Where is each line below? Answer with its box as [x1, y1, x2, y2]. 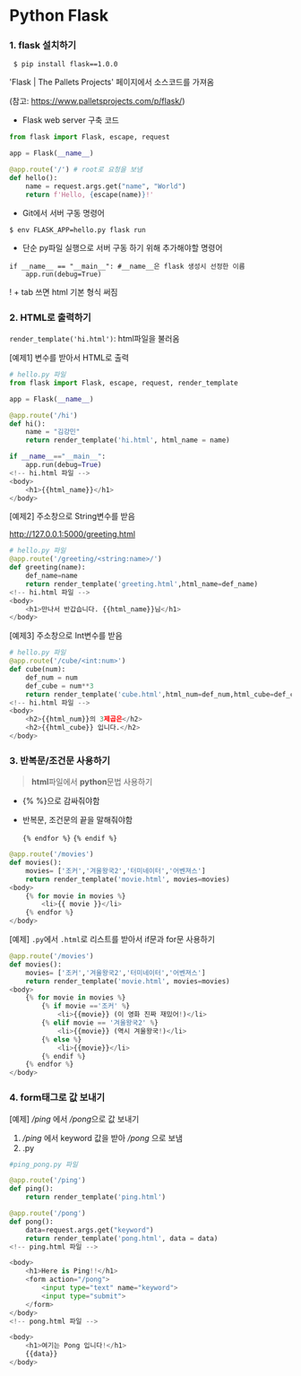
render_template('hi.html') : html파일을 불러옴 [9, 333, 180, 344]
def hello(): [9, 174, 58, 183]
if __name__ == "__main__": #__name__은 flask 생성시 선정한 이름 [9, 262, 245, 271]
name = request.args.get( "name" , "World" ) [25, 181, 186, 191]
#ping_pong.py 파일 [9, 1160, 79, 1169]
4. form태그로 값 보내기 [9, 1091, 106, 1103]
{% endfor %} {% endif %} [21, 835, 118, 844]
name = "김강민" [25, 428, 81, 437]
